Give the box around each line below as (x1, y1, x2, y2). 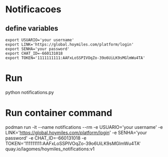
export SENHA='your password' (5, 47, 70, 52)
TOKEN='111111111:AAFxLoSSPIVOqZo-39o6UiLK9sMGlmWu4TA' (5, 140, 141, 146)
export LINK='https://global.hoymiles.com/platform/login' (5, 42, 134, 47)
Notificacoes (5, 4, 61, 15)
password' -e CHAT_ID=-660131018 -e (5, 134, 87, 141)
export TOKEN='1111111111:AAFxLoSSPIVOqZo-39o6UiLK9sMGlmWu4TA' (5, 55, 145, 60)
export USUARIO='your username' (5, 37, 74, 42)
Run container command (5, 107, 113, 119)
